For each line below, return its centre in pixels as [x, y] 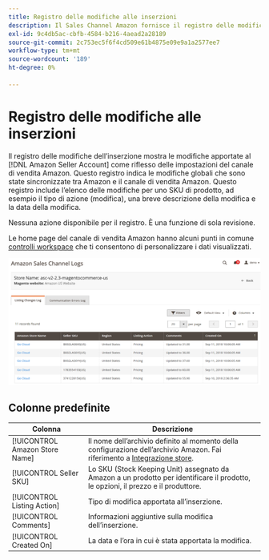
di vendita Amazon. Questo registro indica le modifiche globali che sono [127, 173]
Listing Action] [36, 506]
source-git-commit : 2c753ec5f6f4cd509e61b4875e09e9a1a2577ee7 [114, 42]
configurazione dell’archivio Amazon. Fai [155, 449]
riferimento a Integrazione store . [141, 457]
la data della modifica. [45, 207]
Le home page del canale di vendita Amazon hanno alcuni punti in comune [131, 238]
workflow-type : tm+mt [44, 51]
